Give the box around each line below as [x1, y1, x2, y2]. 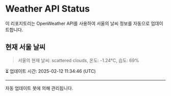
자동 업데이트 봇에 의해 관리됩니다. [5, 85, 73, 91]
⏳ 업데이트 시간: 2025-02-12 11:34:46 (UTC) [5, 68, 96, 74]
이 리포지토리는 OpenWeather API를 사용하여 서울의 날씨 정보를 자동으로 [5, 20, 150, 26]
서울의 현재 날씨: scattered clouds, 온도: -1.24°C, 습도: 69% [17, 57, 139, 63]
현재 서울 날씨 [5, 43, 46, 52]
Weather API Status [5, 3, 90, 15]
